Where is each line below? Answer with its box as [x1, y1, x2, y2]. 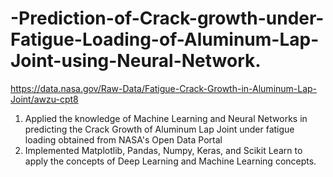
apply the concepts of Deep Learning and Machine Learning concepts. [24, 155, 317, 167]
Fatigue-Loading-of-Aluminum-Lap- [10, 28, 320, 51]
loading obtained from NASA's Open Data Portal [24, 133, 223, 146]
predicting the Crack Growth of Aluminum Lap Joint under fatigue [24, 123, 295, 135]
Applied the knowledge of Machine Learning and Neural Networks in [24, 112, 308, 124]
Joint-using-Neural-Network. [10, 50, 262, 72]
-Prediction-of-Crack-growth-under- [10, 7, 325, 30]
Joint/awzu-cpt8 [10, 93, 79, 105]
